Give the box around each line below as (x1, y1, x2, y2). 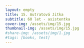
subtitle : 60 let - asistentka (5, 16, 70, 21)
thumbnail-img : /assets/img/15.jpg (5, 26, 79, 31)
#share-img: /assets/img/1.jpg (5, 30, 70, 35)
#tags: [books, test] (5, 35, 50, 40)
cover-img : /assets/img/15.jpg (5, 21, 70, 26)
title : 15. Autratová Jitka (5, 12, 64, 17)
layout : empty (5, 7, 35, 12)
